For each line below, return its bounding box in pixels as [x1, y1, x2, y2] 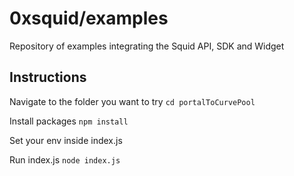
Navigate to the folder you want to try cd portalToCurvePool [9, 95, 256, 107]
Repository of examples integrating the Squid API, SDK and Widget [9, 40, 285, 52]
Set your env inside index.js [9, 134, 123, 146]
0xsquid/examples [9, 7, 169, 30]
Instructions [9, 69, 87, 86]
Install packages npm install [9, 115, 129, 127]
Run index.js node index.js [9, 153, 121, 166]
